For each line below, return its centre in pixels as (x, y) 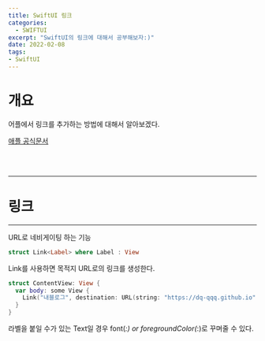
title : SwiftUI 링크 (40, 15)
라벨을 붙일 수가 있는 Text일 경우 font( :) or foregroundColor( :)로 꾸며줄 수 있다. (131, 328)
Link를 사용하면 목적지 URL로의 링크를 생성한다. (82, 268)
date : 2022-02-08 (37, 45)
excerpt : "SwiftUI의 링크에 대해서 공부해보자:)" (81, 37)
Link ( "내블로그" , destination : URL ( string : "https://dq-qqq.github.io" (139, 298)
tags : (17, 52)
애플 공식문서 (28, 141)
